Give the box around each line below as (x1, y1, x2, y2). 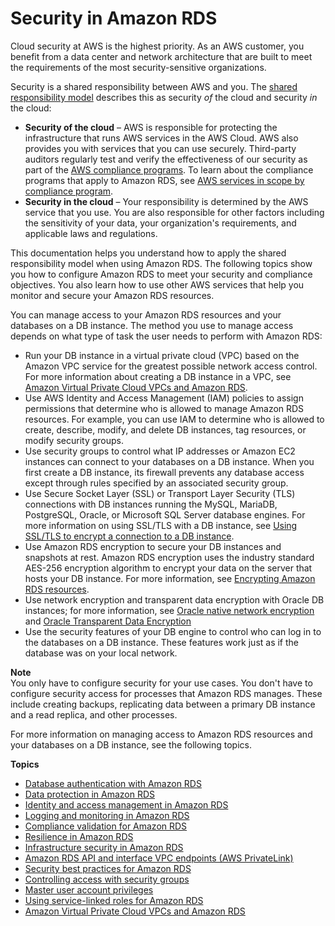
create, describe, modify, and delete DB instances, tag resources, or (24, 423, 307, 436)
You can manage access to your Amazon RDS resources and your (10, 308, 282, 321)
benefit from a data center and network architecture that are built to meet (10, 50, 313, 62)
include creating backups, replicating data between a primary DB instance (10, 698, 316, 710)
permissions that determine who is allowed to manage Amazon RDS (24, 402, 305, 414)
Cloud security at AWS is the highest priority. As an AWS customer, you (10, 40, 305, 52)
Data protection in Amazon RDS (24, 788, 156, 800)
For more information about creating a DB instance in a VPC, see (24, 370, 292, 382)
